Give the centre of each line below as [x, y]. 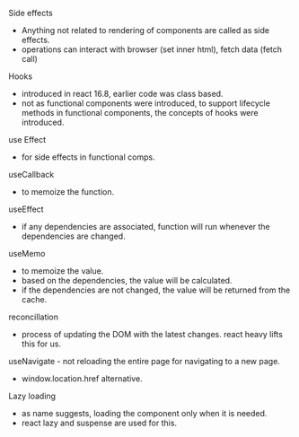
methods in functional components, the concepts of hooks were [140, 113]
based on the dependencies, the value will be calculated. [127, 280]
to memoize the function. [68, 192]
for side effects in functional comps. [88, 157]
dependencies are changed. [74, 236]
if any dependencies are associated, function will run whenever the [145, 227]
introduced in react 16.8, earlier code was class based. [122, 94]
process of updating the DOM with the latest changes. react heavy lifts [152, 334]
